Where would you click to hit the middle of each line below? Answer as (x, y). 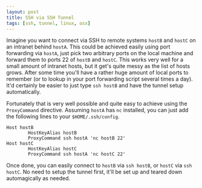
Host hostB (20, 128)
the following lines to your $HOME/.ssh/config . (63, 116)
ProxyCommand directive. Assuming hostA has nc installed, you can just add (97, 110)
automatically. (24, 92)
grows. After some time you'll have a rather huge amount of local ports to (97, 73)
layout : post (23, 12)
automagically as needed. (38, 178)
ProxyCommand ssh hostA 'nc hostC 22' (77, 154)
